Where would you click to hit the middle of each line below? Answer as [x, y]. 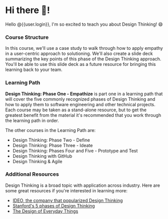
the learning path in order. [32, 120]
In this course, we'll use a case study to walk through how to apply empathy [84, 48]
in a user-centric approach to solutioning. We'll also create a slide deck [79, 54]
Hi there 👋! [28, 10]
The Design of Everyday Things [45, 211]
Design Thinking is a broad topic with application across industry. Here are [83, 185]
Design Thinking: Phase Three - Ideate [53, 145]
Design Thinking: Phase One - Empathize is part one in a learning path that [84, 94]
